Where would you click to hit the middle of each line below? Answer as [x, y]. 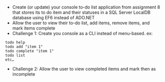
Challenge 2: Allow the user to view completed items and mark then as [84, 69]
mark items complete [34, 28]
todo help [15, 42]
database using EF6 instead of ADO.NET [53, 18]
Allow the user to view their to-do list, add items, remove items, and [81, 23]
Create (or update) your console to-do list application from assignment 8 [86, 7]
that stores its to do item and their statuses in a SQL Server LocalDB [81, 12]
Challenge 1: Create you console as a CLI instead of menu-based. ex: [82, 33]
